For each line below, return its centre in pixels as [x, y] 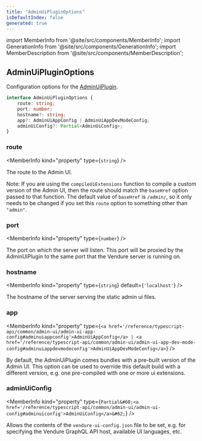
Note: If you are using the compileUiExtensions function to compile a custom [101, 184]
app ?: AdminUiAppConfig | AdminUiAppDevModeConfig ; [83, 120]
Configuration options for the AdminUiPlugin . [62, 87]
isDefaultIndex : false [35, 18]
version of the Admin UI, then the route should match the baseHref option [97, 190]
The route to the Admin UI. [39, 172]
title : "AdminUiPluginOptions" [46, 12]
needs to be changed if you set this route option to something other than [97, 203]
